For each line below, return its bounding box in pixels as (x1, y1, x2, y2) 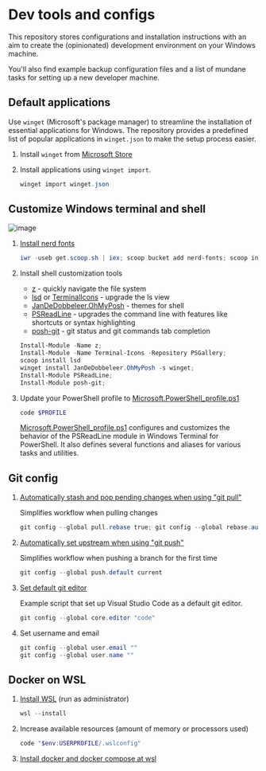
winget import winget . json (19, 180, 110, 188)
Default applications (8, 96, 111, 109)
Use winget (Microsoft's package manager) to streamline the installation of (8, 117, 253, 127)
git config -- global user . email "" (19, 644, 138, 652)
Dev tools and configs (8, 6, 156, 24)
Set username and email (19, 628, 99, 638)
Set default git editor (19, 583, 87, 593)
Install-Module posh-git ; (19, 378, 106, 387)
